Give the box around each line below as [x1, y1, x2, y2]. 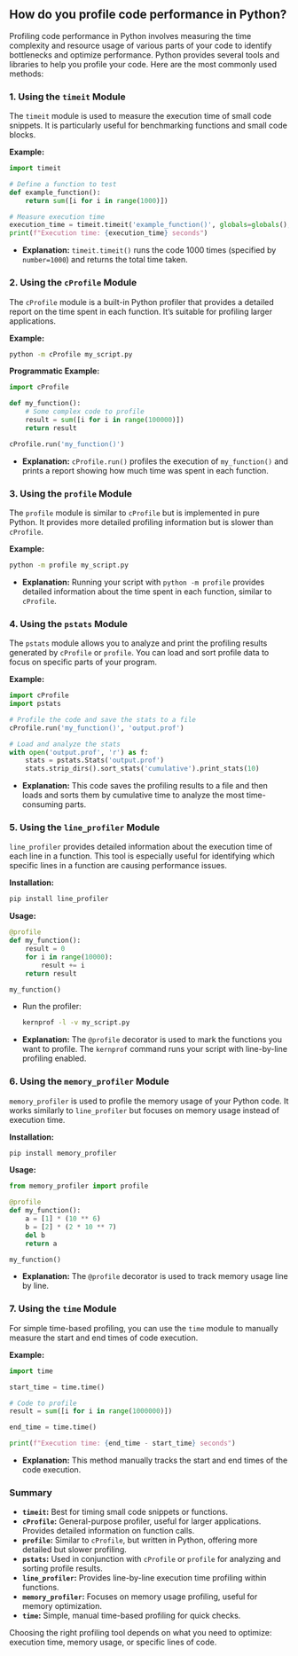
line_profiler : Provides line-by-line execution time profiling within [21, 1573, 267, 1583]
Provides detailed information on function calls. [21, 1526, 195, 1536]
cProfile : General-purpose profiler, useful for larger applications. [21, 1516, 262, 1527]
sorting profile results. [21, 1563, 104, 1574]
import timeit [9, 164, 62, 173]
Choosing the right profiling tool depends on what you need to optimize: [9, 1628, 272, 1638]
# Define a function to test [9, 179, 117, 189]
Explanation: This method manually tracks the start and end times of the [21, 1455, 288, 1466]
